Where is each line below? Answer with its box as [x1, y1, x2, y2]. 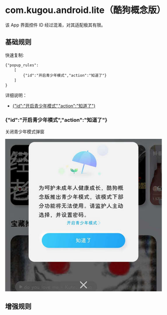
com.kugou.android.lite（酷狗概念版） [5, 4, 166, 16]
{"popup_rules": [5, 63, 39, 68]
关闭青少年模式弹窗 [5, 129, 45, 135]
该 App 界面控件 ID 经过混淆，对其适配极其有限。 [5, 22, 106, 28]
